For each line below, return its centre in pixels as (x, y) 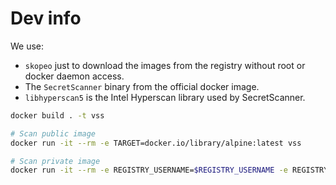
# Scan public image (53, 133)
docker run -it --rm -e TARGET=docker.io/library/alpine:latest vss (156, 143)
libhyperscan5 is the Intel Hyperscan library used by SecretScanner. (165, 97)
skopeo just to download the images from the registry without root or (165, 65)
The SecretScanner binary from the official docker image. (142, 86)
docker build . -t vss (57, 115)
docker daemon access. (74, 76)
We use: (27, 46)
